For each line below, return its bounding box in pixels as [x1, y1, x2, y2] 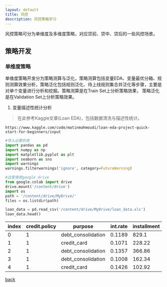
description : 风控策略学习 [5, 16, 57, 21]
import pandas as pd [5, 143, 48, 147]
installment [132, 223, 160, 230]
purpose [73, 223, 93, 230]
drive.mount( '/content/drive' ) [5, 184, 70, 189]
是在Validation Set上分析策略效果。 [5, 94, 77, 100]
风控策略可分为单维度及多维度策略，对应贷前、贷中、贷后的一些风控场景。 [5, 31, 158, 37]
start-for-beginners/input [5, 130, 61, 135]
